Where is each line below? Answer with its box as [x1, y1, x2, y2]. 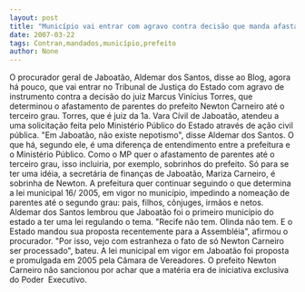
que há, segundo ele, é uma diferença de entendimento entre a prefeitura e [9, 140, 290, 151]
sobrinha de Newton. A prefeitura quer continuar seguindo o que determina [9, 178, 292, 189]
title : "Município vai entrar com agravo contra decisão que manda [9, 22, 271, 31]
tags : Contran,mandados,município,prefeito [9, 38, 177, 48]
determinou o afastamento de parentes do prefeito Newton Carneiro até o [9, 101, 285, 112]
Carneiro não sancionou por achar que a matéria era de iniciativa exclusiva [9, 265, 289, 276]
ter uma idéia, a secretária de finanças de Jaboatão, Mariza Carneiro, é [9, 169, 276, 180]
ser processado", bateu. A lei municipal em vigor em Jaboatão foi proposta [9, 246, 290, 257]
